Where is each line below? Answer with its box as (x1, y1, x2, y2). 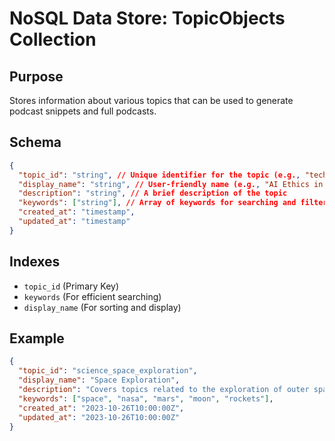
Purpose (9, 68, 64, 85)
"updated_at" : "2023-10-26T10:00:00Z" (18, 412, 181, 422)
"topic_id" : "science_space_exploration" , (18, 366, 198, 376)
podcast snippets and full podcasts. (9, 105, 157, 117)
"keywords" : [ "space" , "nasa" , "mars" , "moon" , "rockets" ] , (18, 393, 274, 404)
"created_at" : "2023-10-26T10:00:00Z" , (18, 403, 185, 413)
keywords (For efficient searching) (23, 290, 162, 302)
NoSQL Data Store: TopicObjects (9, 7, 286, 30)
